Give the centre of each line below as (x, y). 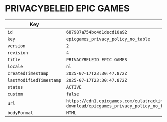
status (15, 87)
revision (18, 53)
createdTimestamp (28, 73)
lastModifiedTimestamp (34, 80)
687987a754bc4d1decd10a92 (97, 32)
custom (15, 94)
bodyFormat (20, 112)
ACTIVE (74, 87)
